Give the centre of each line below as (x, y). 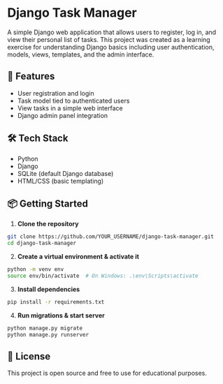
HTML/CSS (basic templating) (60, 181)
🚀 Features (31, 76)
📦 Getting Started (48, 204)
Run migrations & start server (61, 315)
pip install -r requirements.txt (56, 302)
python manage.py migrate (45, 328)
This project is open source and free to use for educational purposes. (107, 373)
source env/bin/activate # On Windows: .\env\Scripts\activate (103, 276)
